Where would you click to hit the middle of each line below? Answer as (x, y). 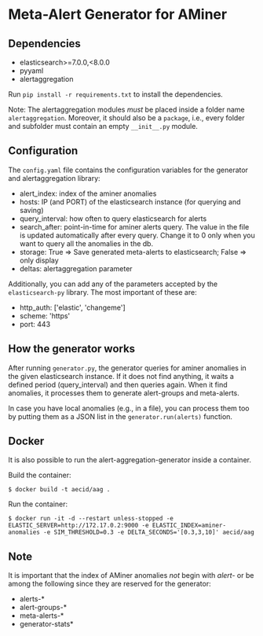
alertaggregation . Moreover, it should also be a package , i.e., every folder (126, 118)
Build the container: (40, 475)
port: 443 (35, 324)
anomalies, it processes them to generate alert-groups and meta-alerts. (124, 393)
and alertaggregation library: (54, 178)
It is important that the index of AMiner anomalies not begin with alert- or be (131, 575)
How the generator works (72, 349)
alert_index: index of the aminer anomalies (88, 193)
